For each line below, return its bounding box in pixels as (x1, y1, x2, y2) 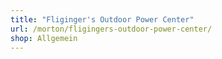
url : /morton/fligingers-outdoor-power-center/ (10, 24, 213, 34)
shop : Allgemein (10, 33, 78, 43)
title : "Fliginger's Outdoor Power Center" (10, 14, 195, 25)
